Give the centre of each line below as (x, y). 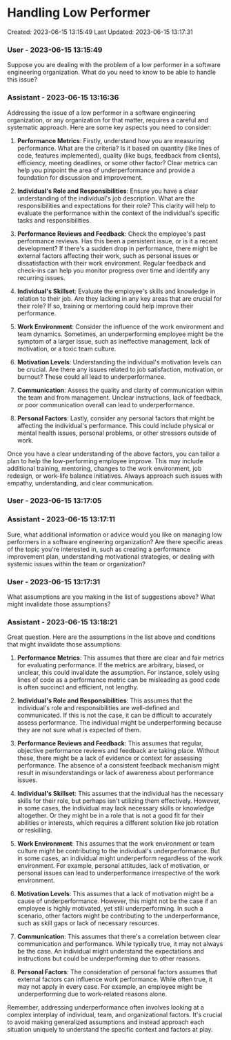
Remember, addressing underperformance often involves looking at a (106, 1008)
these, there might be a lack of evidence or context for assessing (109, 758)
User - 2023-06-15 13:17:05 (54, 501)
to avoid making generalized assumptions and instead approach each (106, 1022)
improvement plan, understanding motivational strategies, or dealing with (111, 556)
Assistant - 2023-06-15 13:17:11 (61, 519)
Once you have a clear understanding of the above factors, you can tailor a (114, 454)
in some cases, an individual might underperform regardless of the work (120, 858)
